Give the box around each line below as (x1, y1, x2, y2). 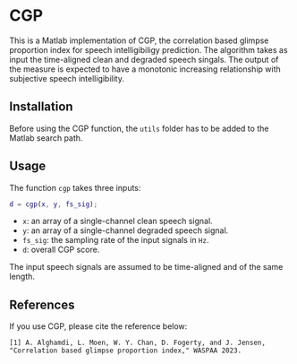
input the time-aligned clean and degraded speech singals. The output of (9, 54, 279, 65)
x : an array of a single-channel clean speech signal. (21, 216, 213, 227)
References (9, 297, 75, 312)
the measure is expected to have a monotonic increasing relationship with (9, 64, 282, 74)
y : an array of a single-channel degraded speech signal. (21, 225, 229, 236)
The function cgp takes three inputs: (9, 182, 141, 193)
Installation (9, 100, 73, 115)
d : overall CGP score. (21, 244, 100, 256)
